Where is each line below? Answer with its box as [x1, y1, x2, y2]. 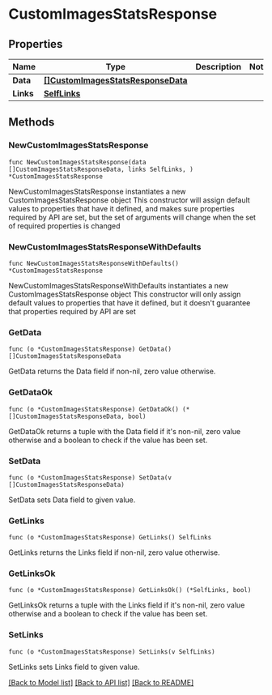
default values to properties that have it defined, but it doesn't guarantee [8, 297, 251, 308]
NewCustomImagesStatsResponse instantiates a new [8, 186, 186, 196]
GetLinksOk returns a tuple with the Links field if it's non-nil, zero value [8, 600, 245, 610]
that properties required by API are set [8, 306, 136, 316]
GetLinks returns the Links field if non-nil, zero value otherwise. [8, 548, 220, 557]
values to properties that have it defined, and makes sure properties [8, 203, 235, 213]
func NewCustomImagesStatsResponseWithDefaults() [8, 259, 180, 267]
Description [195, 62, 242, 72]
